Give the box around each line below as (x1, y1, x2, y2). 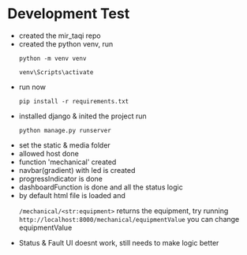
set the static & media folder (18, 140, 111, 150)
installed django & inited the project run (18, 111, 147, 121)
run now (18, 82, 47, 92)
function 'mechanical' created (18, 157, 117, 167)
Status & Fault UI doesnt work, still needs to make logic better (18, 238, 219, 247)
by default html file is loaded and (18, 190, 125, 200)
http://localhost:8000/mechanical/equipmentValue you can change (18, 214, 240, 223)
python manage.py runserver (18, 126, 111, 134)
